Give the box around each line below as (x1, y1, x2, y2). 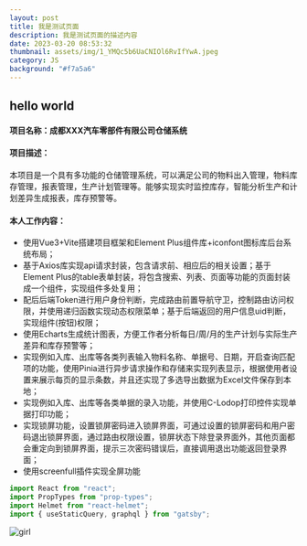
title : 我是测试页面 (9, 22, 79, 31)
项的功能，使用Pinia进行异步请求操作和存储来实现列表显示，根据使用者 (22, 363, 290, 374)
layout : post (9, 13, 59, 23)
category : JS (9, 56, 59, 65)
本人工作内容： (9, 215, 66, 226)
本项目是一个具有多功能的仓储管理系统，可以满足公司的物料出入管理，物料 (9, 170, 290, 181)
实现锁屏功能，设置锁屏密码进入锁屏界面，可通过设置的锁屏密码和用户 (22, 420, 288, 431)
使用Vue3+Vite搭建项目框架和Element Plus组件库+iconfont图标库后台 (22, 237, 284, 248)
